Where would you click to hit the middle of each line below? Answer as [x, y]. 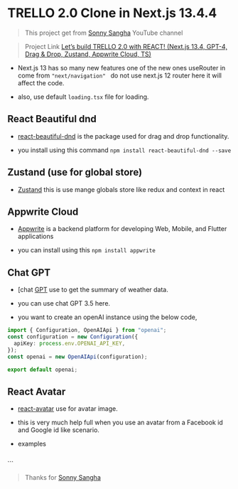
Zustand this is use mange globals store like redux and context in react [121, 189]
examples [32, 444]
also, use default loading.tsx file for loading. [83, 97]
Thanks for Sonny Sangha [63, 478]
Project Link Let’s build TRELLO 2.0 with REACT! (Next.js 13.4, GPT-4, [126, 46]
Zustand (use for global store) [75, 172]
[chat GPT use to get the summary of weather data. [93, 290]
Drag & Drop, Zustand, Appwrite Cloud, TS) [88, 54]
